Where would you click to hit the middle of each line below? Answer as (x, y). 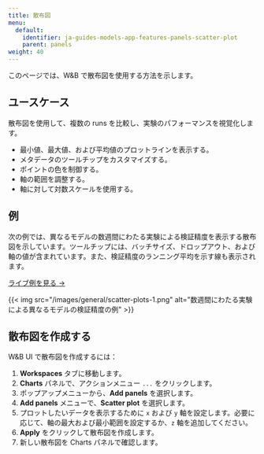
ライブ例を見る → (37, 282)
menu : (17, 23)
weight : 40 (26, 52)
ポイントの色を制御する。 (61, 169)
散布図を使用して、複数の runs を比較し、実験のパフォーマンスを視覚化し (127, 123)
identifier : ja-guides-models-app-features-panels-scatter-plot (130, 37)
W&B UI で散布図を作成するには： (63, 357)
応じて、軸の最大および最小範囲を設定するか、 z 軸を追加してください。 (136, 423)
